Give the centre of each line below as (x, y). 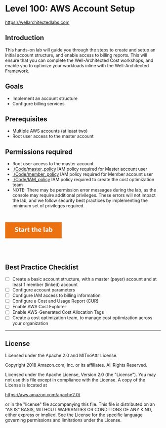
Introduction (25, 38)
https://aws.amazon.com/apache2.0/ (43, 395)
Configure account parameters (43, 290)
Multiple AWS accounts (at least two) (50, 131)
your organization (30, 323)
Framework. (17, 71)
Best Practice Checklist (42, 267)
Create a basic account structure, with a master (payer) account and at (84, 279)
